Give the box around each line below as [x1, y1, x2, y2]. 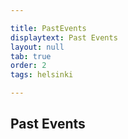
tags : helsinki [10, 70, 74, 80]
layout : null [10, 42, 65, 52]
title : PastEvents [10, 23, 87, 33]
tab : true [10, 51, 52, 61]
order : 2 [10, 61, 47, 71]
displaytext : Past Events [10, 32, 118, 43]
